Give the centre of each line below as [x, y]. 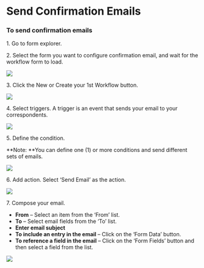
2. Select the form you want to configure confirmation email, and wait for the [102, 56]
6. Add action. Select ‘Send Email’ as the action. [66, 180]
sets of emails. [25, 156]
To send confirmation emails [49, 31]
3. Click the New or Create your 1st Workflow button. [72, 85]
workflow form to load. [35, 62]
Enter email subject [40, 228]
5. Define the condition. [36, 138]
